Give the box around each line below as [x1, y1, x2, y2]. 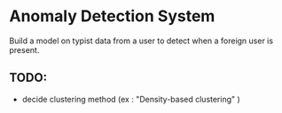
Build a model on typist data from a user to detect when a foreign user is [9, 35, 273, 46]
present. [9, 44, 40, 55]
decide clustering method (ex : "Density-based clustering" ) [21, 94, 241, 104]
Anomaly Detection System [9, 6, 215, 26]
